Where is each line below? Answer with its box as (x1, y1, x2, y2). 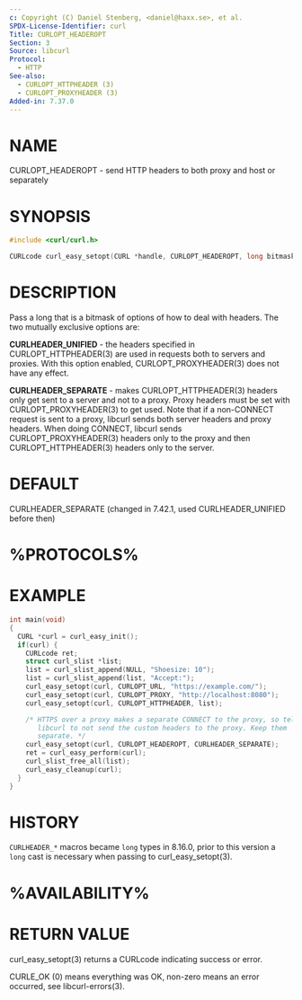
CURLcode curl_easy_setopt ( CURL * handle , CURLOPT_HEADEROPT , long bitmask (9, 252, 296, 261)
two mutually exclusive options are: (9, 321, 140, 332)
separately (9, 174, 49, 185)
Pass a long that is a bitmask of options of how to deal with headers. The (9, 312, 279, 323)
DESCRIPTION (9, 282, 117, 303)
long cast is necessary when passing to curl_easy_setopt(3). (9, 851, 233, 863)
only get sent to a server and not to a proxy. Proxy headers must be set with (9, 394, 290, 405)
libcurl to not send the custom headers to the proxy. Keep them (37, 723, 288, 732)
